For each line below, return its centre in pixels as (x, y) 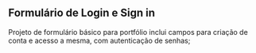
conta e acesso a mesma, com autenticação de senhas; (99, 40)
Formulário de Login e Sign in (82, 13)
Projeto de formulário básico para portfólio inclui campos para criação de (128, 32)
